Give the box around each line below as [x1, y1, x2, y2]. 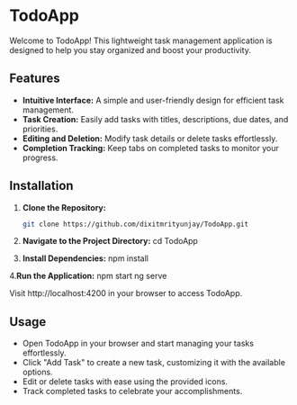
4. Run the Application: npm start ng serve [9, 271, 167, 282]
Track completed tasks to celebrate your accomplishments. [22, 386, 243, 397]
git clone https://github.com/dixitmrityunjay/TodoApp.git [22, 220, 249, 229]
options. [22, 366, 53, 378]
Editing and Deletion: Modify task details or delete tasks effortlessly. [22, 132, 278, 144]
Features [9, 71, 60, 86]
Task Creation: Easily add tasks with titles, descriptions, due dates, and [22, 113, 289, 124]
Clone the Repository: [22, 202, 106, 212]
